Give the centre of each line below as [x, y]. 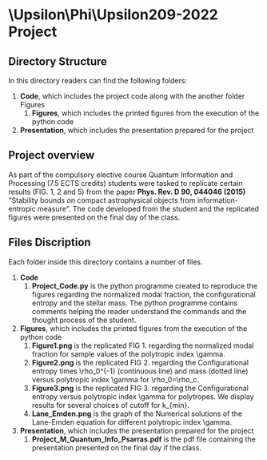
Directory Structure [58, 61]
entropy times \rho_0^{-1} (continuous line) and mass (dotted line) [140, 371]
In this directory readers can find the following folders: [98, 81]
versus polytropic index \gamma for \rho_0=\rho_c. [116, 379]
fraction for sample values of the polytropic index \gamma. [128, 353]
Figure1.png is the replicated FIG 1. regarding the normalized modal [143, 345]
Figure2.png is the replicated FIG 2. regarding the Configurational [140, 362]
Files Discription [50, 242]
